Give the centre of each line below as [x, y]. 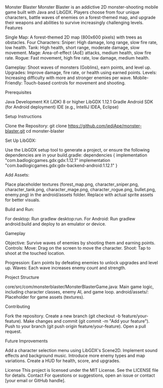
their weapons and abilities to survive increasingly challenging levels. [74, 22]
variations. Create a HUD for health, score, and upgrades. [63, 361]
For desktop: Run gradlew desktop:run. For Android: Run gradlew [70, 219]
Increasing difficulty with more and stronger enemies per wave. [69, 78]
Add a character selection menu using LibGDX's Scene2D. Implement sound [81, 350]
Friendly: [14, 83]
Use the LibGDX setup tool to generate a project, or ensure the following [77, 150]
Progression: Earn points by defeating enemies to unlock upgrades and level [81, 262]
